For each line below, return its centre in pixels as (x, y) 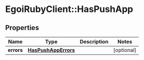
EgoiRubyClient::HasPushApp (69, 9)
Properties (22, 28)
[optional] (125, 50)
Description (94, 42)
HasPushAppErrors (51, 50)
